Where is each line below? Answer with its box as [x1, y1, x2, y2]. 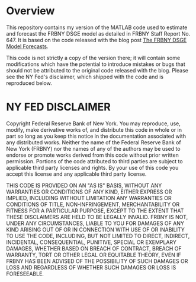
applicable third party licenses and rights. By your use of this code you [6, 164, 179, 171]
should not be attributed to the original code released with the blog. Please [6, 66, 188, 74]
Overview [6, 4, 55, 18]
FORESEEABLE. [6, 270, 44, 277]
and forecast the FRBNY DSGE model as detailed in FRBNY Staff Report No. [6, 30, 191, 37]
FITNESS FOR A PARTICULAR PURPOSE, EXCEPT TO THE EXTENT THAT [6, 207, 184, 214]
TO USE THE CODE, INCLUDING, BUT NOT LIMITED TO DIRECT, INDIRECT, [6, 232, 190, 239]
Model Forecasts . [6, 43, 49, 50]
